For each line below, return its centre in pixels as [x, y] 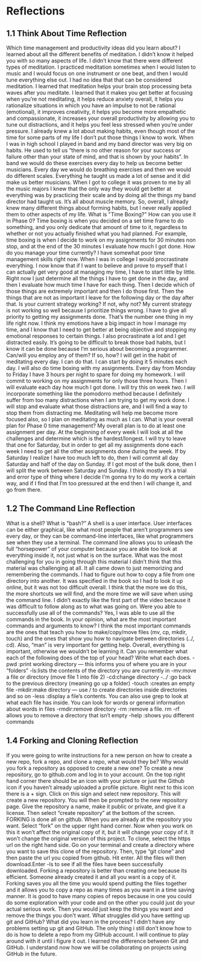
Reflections [36, 11]
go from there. [24, 490]
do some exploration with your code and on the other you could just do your [101, 902]
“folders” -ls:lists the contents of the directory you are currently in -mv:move [101, 670]
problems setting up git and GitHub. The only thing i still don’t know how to [99, 928]
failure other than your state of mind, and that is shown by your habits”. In [97, 157]
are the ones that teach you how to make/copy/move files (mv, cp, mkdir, [96, 632]
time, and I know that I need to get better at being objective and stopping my [101, 329]
